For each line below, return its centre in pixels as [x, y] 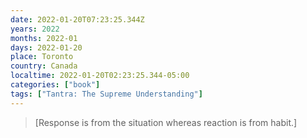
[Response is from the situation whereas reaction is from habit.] [166, 122]
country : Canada [44, 66]
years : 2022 [35, 29]
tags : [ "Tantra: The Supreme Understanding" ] [106, 94]
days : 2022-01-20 [46, 47]
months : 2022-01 [44, 38]
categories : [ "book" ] [55, 85]
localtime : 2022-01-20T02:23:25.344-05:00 [100, 76]
